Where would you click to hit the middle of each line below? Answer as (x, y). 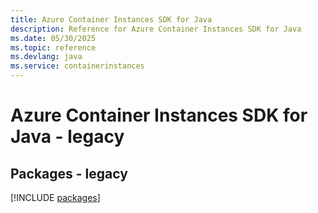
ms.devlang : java (46, 57)
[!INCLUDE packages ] (55, 197)
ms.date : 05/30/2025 (53, 38)
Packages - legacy (69, 173)
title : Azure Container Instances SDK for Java (111, 19)
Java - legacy (67, 137)
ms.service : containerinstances (77, 66)
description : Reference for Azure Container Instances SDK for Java (156, 29)
